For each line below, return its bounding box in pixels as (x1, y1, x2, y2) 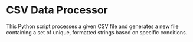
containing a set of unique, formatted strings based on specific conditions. (6, 29, 188, 36)
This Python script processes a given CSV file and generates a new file (6, 23, 179, 30)
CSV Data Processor (6, 3, 108, 17)
